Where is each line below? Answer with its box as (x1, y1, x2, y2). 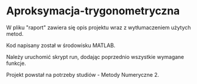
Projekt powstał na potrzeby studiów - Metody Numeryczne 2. (6, 71, 159, 78)
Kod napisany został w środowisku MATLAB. (6, 42, 116, 49)
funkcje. (6, 60, 26, 67)
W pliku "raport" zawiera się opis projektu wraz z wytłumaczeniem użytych (6, 24, 191, 31)
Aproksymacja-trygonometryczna (6, 4, 180, 18)
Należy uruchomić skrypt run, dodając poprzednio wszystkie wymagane (6, 53, 184, 60)
